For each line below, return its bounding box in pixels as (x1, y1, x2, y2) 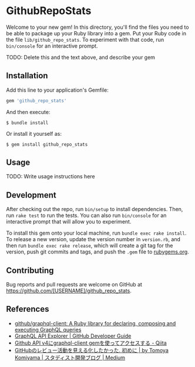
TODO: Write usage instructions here (6, 173, 95, 180)
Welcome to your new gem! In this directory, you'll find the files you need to (6, 24, 189, 31)
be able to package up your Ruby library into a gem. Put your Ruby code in (6, 29, 187, 36)
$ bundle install (6, 119, 49, 126)
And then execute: (6, 108, 51, 115)
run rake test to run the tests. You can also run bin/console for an (6, 212, 167, 219)
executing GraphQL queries (14, 326, 82, 333)
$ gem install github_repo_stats (6, 141, 88, 148)
